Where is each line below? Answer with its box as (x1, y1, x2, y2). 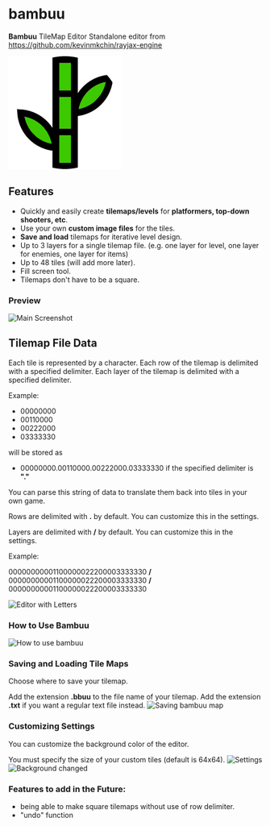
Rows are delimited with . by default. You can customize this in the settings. (8, 511, 260, 521)
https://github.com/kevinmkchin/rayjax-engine (8, 39, 163, 49)
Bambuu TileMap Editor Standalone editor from (8, 31, 166, 41)
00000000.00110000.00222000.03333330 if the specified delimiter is (19, 463, 254, 472)
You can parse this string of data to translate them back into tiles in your (8, 487, 247, 496)
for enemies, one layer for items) (19, 249, 129, 259)
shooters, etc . (19, 214, 69, 224)
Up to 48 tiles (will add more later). (19, 257, 135, 267)
